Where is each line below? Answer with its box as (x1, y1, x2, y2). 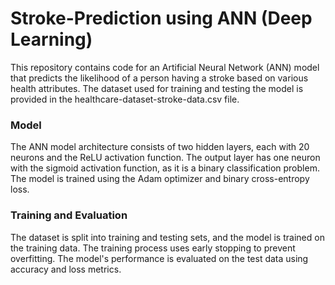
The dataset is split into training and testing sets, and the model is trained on (10, 231, 325, 243)
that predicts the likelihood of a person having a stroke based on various (10, 72, 309, 84)
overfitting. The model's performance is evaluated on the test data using (10, 252, 309, 264)
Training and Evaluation (10, 208, 128, 222)
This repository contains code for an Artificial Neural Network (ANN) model (10, 61, 320, 73)
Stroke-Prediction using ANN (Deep (10, 7, 313, 30)
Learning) (10, 28, 93, 51)
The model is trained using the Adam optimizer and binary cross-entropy (10, 173, 310, 185)
